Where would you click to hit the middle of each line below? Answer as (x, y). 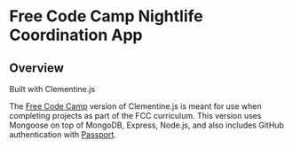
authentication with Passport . (63, 134)
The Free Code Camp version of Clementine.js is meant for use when (135, 106)
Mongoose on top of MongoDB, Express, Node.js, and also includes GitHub (146, 125)
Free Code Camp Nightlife (107, 16)
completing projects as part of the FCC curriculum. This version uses (135, 116)
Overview (37, 68)
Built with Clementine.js (52, 89)
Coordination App (76, 35)
